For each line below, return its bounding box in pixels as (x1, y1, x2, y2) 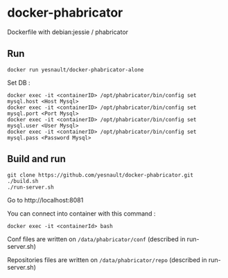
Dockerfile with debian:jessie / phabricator (7, 28, 129, 36)
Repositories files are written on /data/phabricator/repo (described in (7, 255, 207, 264)
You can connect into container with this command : (7, 209, 156, 218)
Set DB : (7, 78, 30, 87)
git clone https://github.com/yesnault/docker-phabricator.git (7, 171, 194, 178)
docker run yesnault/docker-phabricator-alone (7, 66, 144, 73)
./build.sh (7, 177, 39, 184)
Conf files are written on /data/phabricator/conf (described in (7, 234, 186, 243)
